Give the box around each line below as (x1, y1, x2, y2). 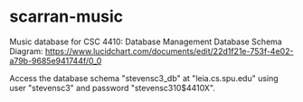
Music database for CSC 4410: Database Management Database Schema (9, 36, 282, 47)
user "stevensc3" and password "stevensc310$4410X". (9, 82, 215, 93)
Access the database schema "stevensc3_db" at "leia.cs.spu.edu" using (9, 72, 279, 83)
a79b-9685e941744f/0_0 (9, 55, 102, 66)
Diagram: (9, 45, 43, 56)
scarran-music (9, 6, 124, 27)
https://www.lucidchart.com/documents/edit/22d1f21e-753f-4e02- (44, 45, 294, 56)
